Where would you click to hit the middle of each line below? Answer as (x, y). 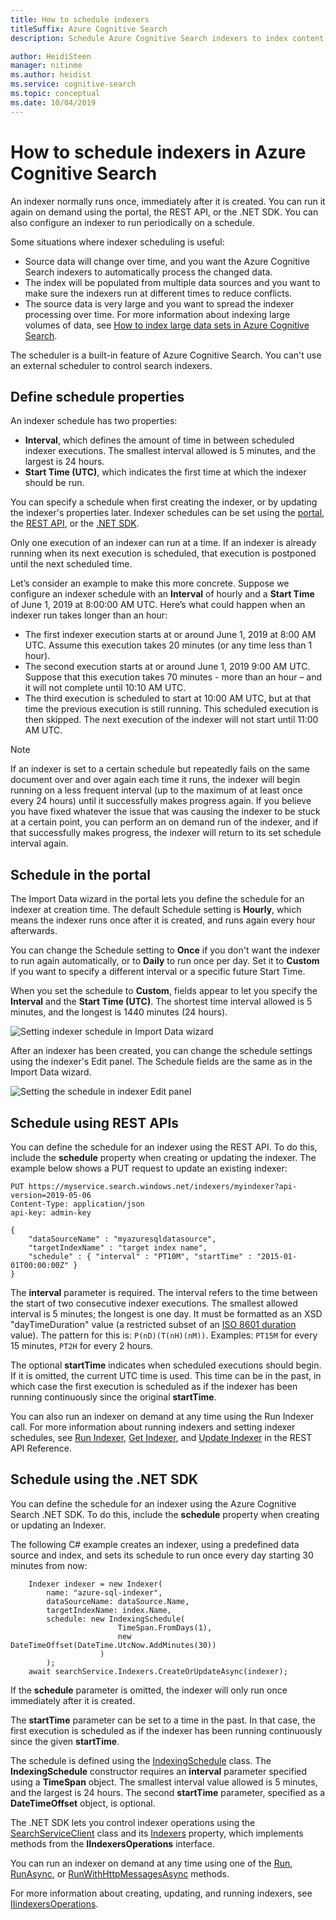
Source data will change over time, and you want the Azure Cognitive (167, 261)
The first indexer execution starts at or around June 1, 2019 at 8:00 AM (170, 635)
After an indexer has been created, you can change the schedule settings (161, 1051)
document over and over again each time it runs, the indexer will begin (155, 780)
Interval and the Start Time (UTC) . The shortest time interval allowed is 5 (161, 1002)
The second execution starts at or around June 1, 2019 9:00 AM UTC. (167, 667)
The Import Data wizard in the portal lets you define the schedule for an (157, 899)
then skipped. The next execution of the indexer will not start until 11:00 (171, 720)
